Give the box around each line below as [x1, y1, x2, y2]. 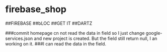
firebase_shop [5, 4, 67, 15]
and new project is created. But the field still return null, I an [34, 35, 157, 41]
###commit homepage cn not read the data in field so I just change [5, 30, 145, 36]
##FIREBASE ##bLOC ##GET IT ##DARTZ [5, 20, 93, 26]
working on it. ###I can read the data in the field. [5, 40, 107, 46]
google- [145, 30, 162, 36]
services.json [5, 35, 33, 41]
